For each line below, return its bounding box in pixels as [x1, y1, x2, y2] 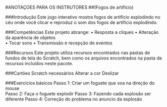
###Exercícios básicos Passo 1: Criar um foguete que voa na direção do [5, 80, 155, 86]
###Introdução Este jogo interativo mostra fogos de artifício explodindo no [5, 14, 160, 20]
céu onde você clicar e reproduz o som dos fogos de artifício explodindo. [5, 20, 158, 25]
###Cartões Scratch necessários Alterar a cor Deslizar [5, 70, 119, 76]
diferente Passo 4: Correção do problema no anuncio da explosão [5, 96, 142, 102]
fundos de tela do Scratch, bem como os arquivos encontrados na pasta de [5, 55, 162, 61]
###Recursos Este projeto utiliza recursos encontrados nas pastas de [5, 50, 150, 56]
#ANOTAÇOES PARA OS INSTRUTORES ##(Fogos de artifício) [5, 5, 134, 10]
